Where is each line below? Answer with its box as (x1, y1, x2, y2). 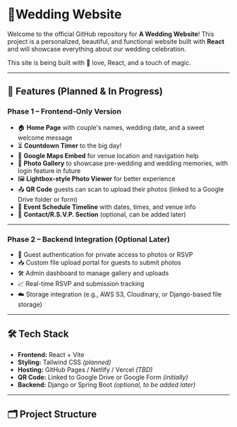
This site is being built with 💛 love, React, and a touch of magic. (7, 58, 192, 66)
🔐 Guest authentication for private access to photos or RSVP (17, 250, 193, 258)
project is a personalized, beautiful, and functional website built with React (7, 37, 224, 45)
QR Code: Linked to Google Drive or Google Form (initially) (17, 373, 188, 381)
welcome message (17, 133, 73, 142)
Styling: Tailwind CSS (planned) (17, 358, 111, 366)
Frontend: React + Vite (17, 350, 85, 359)
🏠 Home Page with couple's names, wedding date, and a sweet (17, 123, 205, 131)
